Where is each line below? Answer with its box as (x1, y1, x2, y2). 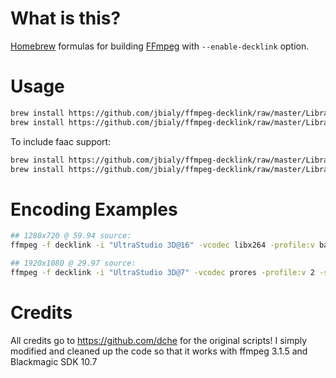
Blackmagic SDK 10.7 (10, 355, 98, 367)
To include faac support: (10, 135, 112, 147)
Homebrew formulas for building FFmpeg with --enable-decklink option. (10, 40, 310, 52)
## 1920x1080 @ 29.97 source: (10, 258, 137, 269)
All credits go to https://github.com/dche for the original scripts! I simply (10, 334, 308, 346)
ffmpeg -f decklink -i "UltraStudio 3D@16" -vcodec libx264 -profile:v (10, 240, 315, 251)
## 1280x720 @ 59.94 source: (10, 231, 132, 241)
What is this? (10, 7, 122, 30)
